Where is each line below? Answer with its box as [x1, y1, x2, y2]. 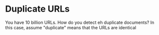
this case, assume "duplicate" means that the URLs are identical [5, 24, 137, 30]
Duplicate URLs [5, 3, 70, 15]
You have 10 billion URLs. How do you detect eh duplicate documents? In [5, 19, 155, 25]
